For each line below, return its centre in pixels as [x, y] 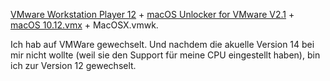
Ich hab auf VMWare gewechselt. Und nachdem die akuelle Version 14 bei [162, 44]
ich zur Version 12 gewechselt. [73, 65]
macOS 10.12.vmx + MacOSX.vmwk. [84, 25]
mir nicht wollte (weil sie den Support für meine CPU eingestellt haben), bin [165, 55]
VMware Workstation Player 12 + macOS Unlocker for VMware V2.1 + [152, 14]
